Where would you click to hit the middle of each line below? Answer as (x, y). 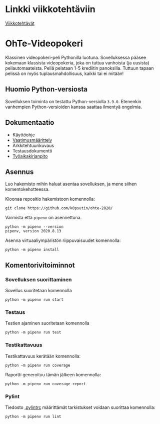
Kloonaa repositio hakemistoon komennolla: (50, 199)
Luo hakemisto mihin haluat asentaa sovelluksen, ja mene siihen (71, 184)
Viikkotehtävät (20, 23)
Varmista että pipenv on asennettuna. (43, 218)
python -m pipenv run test (33, 332)
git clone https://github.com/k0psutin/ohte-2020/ (59, 208)
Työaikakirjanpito (30, 156)
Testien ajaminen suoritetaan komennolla (47, 323)
